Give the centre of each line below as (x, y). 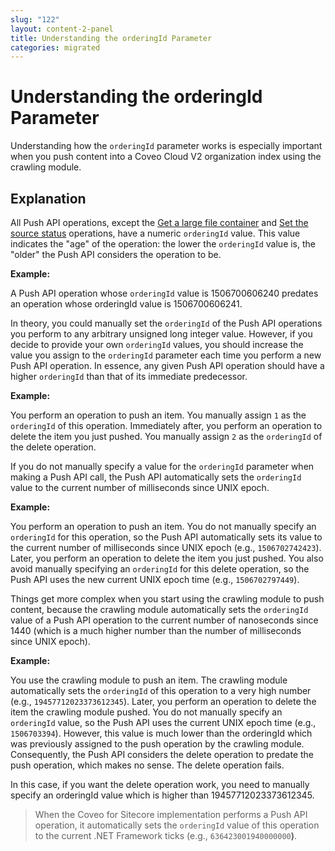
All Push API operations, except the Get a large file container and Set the (159, 222)
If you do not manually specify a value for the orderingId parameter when (162, 466)
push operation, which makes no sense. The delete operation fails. (147, 765)
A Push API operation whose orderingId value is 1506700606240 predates (164, 293)
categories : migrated (55, 47)
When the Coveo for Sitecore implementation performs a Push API (171, 814)
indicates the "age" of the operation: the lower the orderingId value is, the (163, 244)
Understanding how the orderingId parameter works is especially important (166, 146)
